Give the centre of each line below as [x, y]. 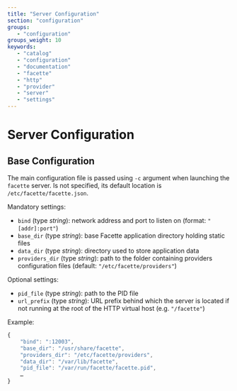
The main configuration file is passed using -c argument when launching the [118, 178]
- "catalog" [34, 54]
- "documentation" [44, 67]
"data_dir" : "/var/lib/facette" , [69, 362]
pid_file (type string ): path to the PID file [78, 293]
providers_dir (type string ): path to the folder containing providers [115, 258]
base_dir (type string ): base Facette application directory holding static [121, 236]
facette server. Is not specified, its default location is [85, 186]
